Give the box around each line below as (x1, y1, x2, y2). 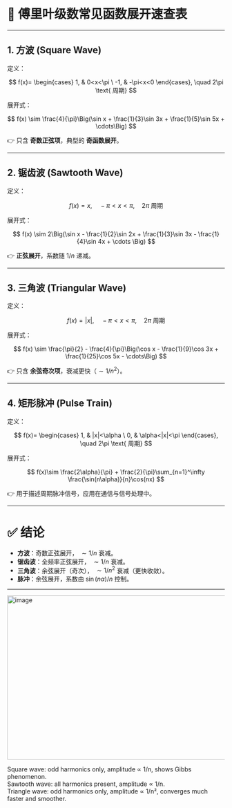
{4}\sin (77, 237, 97, 245)
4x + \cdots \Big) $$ (97, 237, 155, 245)
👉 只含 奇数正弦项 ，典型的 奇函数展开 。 (7, 136, 123, 144)
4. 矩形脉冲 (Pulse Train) (7, 398, 113, 410)
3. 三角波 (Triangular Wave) (7, 282, 126, 294)
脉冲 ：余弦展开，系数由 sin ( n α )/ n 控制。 (17, 575, 133, 584)
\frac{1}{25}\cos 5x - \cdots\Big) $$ (65, 352, 167, 360)
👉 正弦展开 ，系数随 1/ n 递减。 (7, 251, 95, 260)
